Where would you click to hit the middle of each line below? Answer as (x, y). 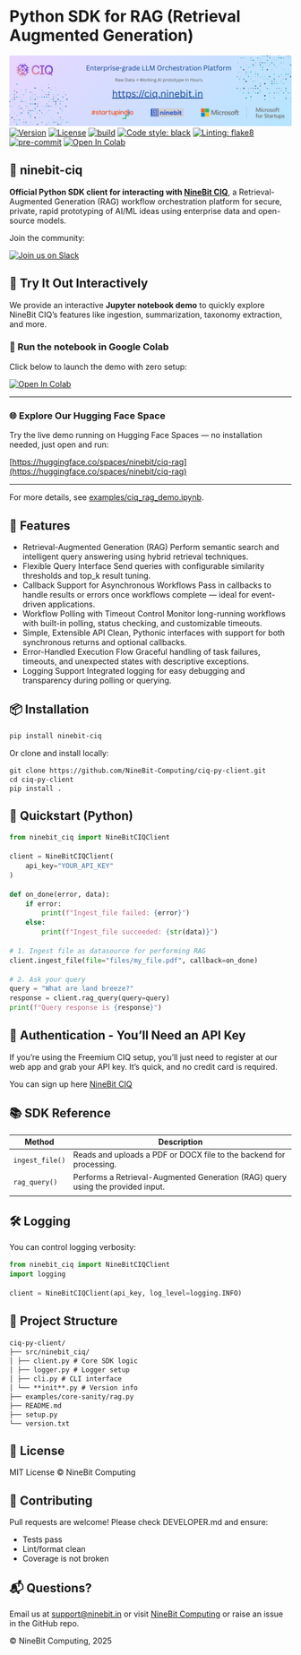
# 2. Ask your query (48, 979)
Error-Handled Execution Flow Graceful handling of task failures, (142, 651)
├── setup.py (34, 1414)
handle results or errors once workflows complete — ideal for (135, 594)
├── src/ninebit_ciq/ (50, 1352)
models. (52, 220)
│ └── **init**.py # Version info (74, 1388)
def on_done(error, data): (60, 894)
